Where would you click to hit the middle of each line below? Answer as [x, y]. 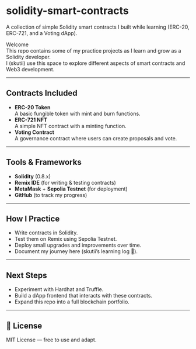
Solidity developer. [28, 57]
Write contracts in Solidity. [46, 233]
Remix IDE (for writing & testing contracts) [65, 182]
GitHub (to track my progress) [51, 195]
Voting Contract [34, 132]
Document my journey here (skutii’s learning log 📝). [76, 251]
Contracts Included [42, 93]
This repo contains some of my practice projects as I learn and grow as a [94, 50]
